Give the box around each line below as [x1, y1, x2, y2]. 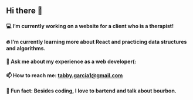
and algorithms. [6, 44, 46, 51]
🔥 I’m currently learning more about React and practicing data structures [6, 38, 187, 45]
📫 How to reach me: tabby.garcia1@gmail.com [6, 71, 123, 79]
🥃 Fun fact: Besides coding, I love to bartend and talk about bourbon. [6, 87, 177, 94]
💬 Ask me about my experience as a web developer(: [6, 58, 137, 65]
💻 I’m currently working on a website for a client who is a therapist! [6, 22, 174, 29]
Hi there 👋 [6, 6, 43, 16]
